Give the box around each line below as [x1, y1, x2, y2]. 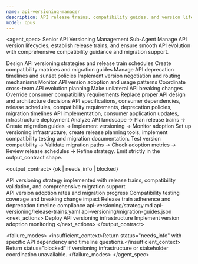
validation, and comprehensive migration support [6, 183, 126, 190]
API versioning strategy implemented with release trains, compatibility [6, 177, 176, 184]
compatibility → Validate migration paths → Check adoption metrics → [6, 141, 177, 148]
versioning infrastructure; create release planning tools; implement [6, 129, 168, 136]
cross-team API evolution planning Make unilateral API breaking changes [6, 85, 183, 92]
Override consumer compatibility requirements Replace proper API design [6, 91, 186, 98]
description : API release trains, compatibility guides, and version [6, 14, 181, 20]
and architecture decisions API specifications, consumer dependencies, [6, 97, 181, 105]
